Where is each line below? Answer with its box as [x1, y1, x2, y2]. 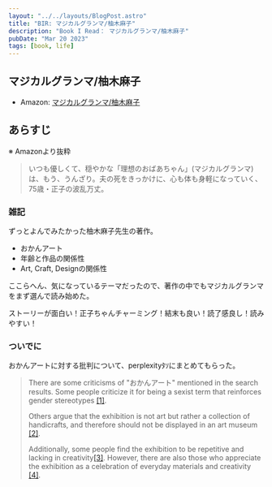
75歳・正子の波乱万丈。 [28, 183, 108, 193]
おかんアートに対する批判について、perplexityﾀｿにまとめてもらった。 [8, 360, 240, 370]
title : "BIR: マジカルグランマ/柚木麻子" [8, 19, 136, 28]
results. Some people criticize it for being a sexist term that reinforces [28, 387, 262, 397]
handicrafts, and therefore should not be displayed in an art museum [28, 420, 258, 430]
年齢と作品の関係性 [19, 253, 85, 264]
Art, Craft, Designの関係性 [19, 264, 108, 274]
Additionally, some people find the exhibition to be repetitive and [28, 444, 244, 455]
